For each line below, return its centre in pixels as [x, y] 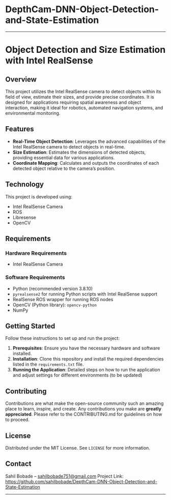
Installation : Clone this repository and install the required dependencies [88, 359]
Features [20, 129]
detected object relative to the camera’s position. [64, 168]
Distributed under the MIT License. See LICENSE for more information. [78, 448]
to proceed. [17, 420]
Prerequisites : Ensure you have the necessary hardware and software [86, 348]
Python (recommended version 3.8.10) [53, 288]
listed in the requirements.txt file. [48, 364]
